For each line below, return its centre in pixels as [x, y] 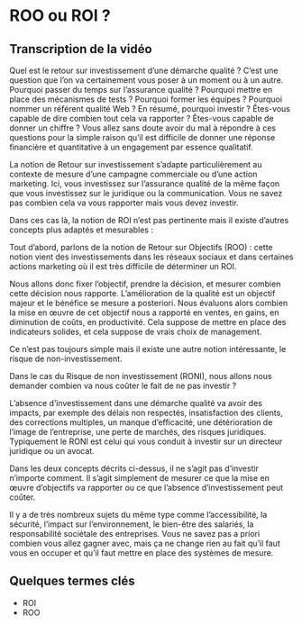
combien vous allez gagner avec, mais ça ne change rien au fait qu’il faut [145, 543]
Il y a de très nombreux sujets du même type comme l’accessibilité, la [138, 515]
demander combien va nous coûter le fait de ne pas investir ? [123, 385]
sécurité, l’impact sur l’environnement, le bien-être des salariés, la [132, 524]
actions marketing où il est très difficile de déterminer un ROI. [123, 266]
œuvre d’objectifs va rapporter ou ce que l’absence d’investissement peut [146, 488]
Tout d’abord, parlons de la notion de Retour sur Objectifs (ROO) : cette [141, 247]
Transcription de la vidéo [81, 49]
